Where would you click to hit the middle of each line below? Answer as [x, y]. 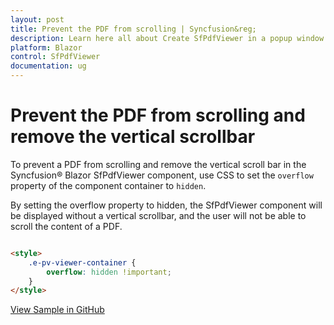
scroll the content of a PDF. [66, 226]
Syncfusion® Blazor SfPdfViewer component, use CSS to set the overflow [162, 175]
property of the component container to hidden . [108, 185]
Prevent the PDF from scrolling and [158, 115]
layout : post [37, 19]
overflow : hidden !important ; [109, 272]
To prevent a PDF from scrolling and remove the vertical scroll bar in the [158, 164]
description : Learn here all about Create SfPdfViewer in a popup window [167, 38]
